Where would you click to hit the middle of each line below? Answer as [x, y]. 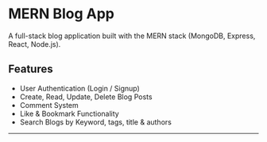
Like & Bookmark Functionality [69, 113]
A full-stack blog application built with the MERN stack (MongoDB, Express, [132, 36]
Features [31, 69]
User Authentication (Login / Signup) [80, 88]
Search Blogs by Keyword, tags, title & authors [96, 122]
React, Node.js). [35, 44]
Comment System [49, 105]
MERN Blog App [62, 14]
